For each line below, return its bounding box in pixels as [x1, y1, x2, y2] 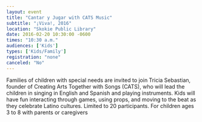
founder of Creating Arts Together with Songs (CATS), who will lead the [6, 83, 185, 90]
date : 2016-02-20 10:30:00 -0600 [6, 32, 91, 38]
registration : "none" [6, 54, 61, 60]
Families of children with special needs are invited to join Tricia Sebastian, [6, 76, 191, 84]
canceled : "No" [6, 59, 45, 66]
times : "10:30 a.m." [6, 37, 59, 43]
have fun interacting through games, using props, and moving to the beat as [6, 95, 197, 103]
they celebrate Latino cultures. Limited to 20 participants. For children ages [6, 102, 194, 109]
